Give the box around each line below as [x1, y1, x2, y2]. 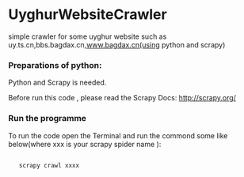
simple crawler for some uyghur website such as [8, 32, 167, 41]
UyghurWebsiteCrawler [8, 6, 168, 24]
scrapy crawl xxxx [18, 161, 80, 169]
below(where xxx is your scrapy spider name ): [8, 139, 162, 149]
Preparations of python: [8, 59, 102, 70]
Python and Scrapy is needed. [8, 77, 107, 88]
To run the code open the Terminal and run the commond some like [8, 130, 228, 140]
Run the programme [8, 113, 87, 124]
